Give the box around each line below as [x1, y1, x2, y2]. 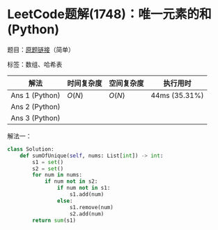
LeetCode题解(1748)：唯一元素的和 [7, 6, 212, 22]
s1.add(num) [69, 191, 104, 198]
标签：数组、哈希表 [7, 60, 63, 68]
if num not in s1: [56, 185, 111, 192]
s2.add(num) [69, 210, 104, 217]
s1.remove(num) [69, 204, 114, 211]
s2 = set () [32, 165, 64, 172]
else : [56, 197, 73, 204]
